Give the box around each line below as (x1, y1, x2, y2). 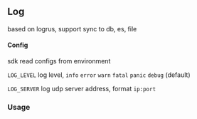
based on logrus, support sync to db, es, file (7, 24, 137, 33)
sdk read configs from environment (7, 57, 111, 66)
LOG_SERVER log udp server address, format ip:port (7, 85, 156, 93)
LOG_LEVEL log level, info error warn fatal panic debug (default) (7, 71, 191, 79)
